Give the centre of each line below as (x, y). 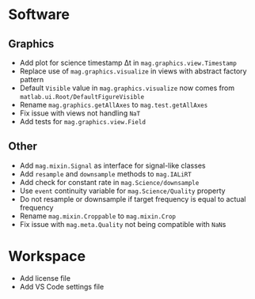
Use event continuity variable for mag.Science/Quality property (122, 191)
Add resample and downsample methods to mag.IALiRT (105, 174)
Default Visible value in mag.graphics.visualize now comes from (127, 88)
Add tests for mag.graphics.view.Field (83, 121)
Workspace (47, 256)
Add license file (45, 278)
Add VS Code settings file (62, 286)
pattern (32, 79)
